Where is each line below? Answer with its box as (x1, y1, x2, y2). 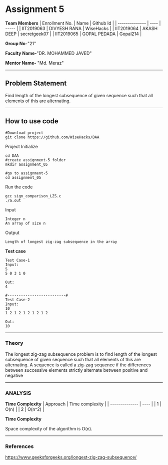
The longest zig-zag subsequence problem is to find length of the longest (5, 351, 157, 357)
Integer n (5, 216, 26, 221)
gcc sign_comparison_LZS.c (5, 193, 61, 198)
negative (5, 372, 23, 378)
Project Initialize (5, 143, 38, 149)
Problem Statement (5, 79, 67, 88)
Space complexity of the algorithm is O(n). (5, 426, 92, 432)
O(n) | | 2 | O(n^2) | (5, 406, 44, 412)
